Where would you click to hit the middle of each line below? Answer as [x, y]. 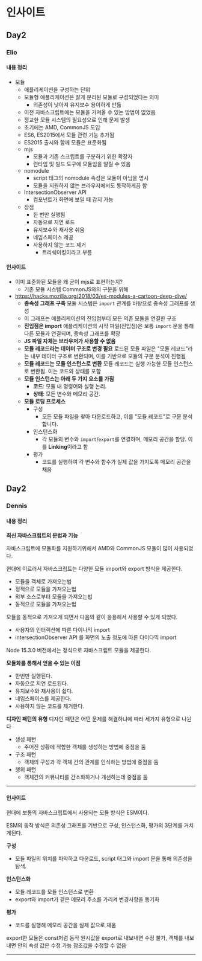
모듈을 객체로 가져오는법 [43, 582]
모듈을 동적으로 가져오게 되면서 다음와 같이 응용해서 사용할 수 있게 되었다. [92, 617]
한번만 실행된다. [33, 676]
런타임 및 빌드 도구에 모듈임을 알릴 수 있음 [82, 164]
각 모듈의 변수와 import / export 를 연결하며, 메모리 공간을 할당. [114, 439]
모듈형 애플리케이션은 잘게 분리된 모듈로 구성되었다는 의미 [91, 97]
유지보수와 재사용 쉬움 [59, 230]
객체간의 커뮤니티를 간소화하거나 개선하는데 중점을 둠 [86, 777]
